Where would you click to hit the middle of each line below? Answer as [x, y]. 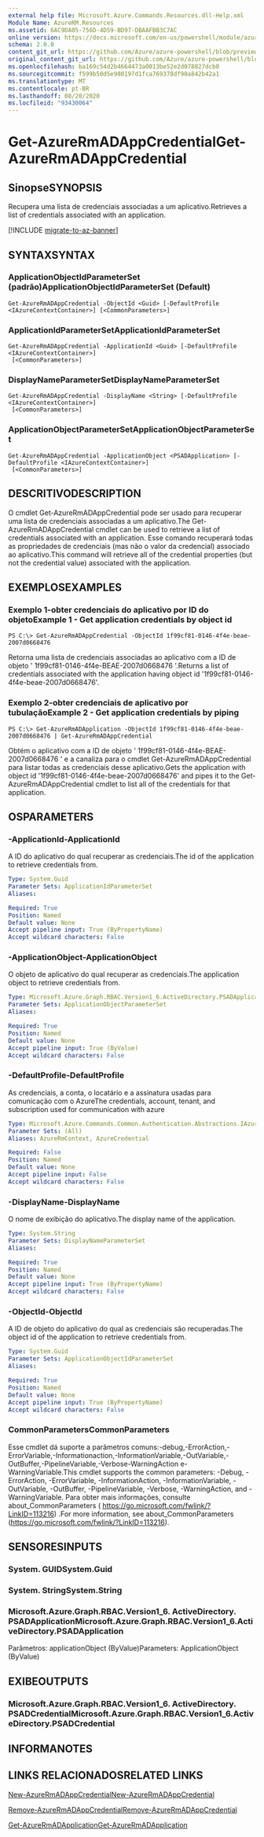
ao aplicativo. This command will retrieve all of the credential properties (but [130, 554]
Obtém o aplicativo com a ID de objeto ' [72, 750]
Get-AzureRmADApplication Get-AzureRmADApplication [98, 1824]
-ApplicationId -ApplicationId [64, 839]
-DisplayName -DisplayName [64, 1202]
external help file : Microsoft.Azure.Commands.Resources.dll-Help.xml [126, 15]
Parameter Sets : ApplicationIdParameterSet [81, 887]
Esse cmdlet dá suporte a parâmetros [69, 1447]
